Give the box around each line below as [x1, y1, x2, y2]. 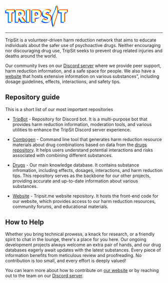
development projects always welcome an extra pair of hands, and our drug [5, 242, 161, 248]
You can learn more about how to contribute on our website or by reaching [5, 267, 159, 273]
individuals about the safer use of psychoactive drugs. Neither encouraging [5, 42, 161, 48]
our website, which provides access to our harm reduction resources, [12, 198, 156, 204]
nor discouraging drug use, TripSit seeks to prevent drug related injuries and [5, 47, 162, 53]
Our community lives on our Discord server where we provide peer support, [5, 62, 161, 68]
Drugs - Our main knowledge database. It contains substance [12, 162, 139, 168]
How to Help [5, 217, 44, 226]
